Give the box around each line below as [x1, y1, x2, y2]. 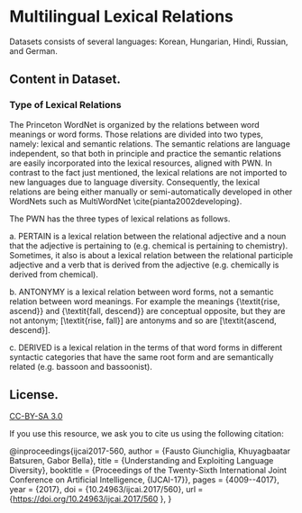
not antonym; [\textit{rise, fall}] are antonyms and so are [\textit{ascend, [9, 315, 277, 326]
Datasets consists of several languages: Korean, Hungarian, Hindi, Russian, [9, 36, 288, 47]
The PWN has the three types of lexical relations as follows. [9, 213, 231, 224]
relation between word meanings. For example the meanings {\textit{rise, [9, 295, 280, 307]
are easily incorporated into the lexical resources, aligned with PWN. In [9, 157, 272, 168]
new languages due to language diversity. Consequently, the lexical [9, 176, 261, 187]
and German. [9, 45, 59, 56]
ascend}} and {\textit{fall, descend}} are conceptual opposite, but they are [9, 305, 286, 316]
